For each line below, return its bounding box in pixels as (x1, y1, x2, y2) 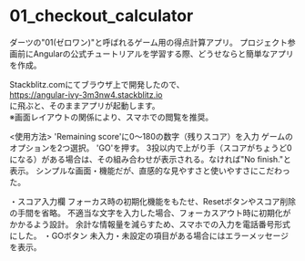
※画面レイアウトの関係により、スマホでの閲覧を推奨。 (9, 111, 214, 122)
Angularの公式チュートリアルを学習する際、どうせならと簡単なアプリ (33, 47, 294, 59)
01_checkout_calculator (9, 5, 194, 26)
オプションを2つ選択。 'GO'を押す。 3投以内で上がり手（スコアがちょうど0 (9, 142, 293, 153)
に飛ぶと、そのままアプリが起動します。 (9, 99, 161, 110)
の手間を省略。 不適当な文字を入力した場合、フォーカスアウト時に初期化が (9, 207, 291, 218)
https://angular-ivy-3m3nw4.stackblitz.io (9, 89, 163, 100)
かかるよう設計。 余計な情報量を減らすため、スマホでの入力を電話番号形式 (9, 218, 291, 229)
